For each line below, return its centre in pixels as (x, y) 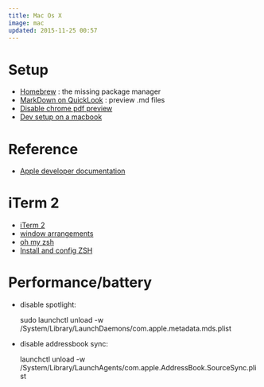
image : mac (26, 23)
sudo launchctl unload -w (62, 320)
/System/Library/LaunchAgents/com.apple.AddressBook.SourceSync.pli (138, 368)
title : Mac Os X (35, 15)
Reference (43, 149)
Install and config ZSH (56, 250)
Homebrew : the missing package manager (90, 91)
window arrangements (56, 234)
